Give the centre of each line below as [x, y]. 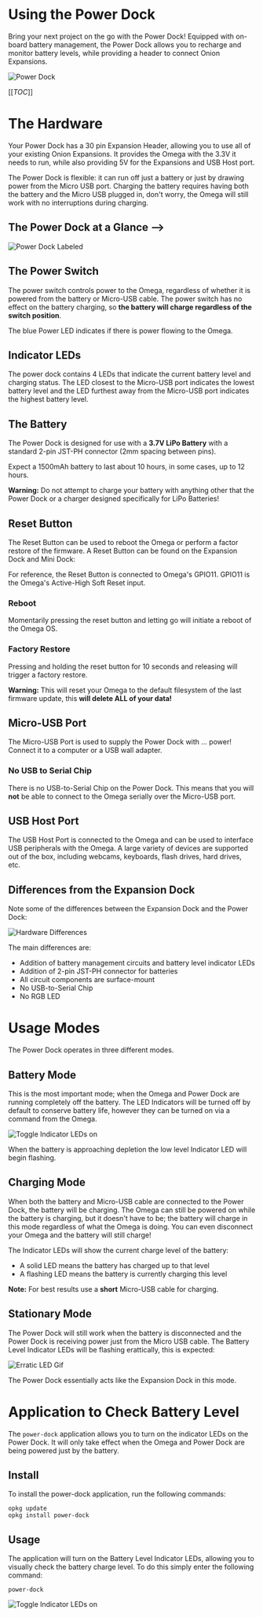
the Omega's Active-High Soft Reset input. [77, 582]
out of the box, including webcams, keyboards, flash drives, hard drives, [125, 857]
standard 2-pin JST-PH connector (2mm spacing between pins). [112, 451]
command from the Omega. [53, 1119]
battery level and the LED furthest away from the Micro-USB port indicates [129, 391]
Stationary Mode [50, 1314]
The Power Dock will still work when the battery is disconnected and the [125, 1333]
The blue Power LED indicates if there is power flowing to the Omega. [121, 330]
